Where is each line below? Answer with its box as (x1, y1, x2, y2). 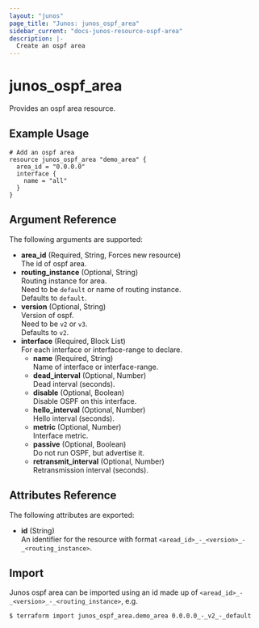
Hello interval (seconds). (32, 414, 115, 423)
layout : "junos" (9, 11, 64, 20)
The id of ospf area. (20, 258, 87, 268)
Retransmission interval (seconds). (32, 465, 148, 474)
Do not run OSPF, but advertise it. (32, 448, 144, 457)
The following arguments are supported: (9, 234, 144, 244)
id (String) (20, 525, 55, 535)
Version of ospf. (20, 310, 74, 320)
